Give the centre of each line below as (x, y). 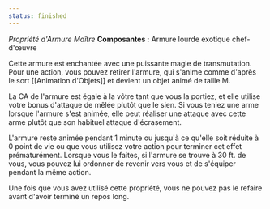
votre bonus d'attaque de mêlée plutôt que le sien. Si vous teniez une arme (134, 104)
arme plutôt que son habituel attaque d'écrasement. (95, 122)
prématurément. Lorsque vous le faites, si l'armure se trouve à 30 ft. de (127, 155)
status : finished (38, 16)
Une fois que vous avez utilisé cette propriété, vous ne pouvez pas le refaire (135, 188)
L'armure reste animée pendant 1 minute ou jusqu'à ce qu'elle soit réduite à (134, 138)
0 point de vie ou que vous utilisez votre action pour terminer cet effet (125, 146)
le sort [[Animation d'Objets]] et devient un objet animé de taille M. (120, 80)
